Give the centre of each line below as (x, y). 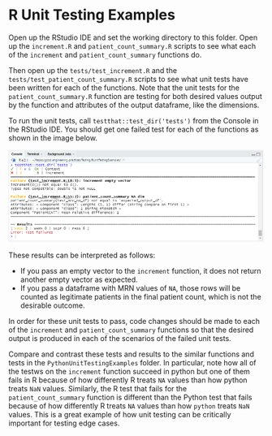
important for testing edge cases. (64, 423)
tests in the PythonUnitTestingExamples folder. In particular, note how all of (132, 362)
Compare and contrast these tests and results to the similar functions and (131, 354)
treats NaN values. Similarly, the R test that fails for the (98, 388)
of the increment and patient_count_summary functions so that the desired (131, 330)
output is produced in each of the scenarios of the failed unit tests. (120, 338)
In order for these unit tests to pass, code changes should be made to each (134, 321)
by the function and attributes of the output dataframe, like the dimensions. (134, 105)
